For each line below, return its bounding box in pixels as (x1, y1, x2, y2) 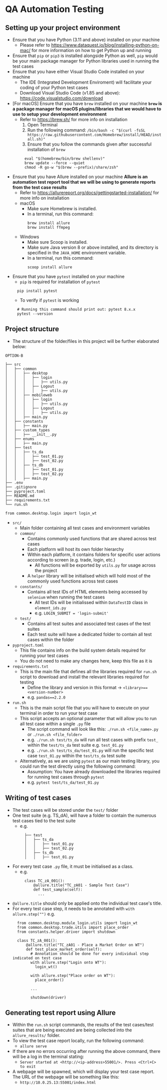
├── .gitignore (5, 484, 37, 489)
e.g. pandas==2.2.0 (27, 694, 66, 700)
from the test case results (12, 184, 67, 190)
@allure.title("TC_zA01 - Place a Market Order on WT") (25, 942, 145, 947)
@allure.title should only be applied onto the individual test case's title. (12, 900, 162, 906)
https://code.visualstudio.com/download (19, 95, 103, 101)
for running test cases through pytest (27, 774, 105, 780)
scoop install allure (27, 265, 72, 270)
